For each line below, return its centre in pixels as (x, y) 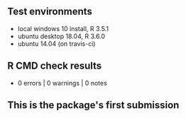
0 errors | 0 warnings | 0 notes (62, 83)
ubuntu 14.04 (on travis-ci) (56, 43)
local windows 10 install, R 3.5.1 (63, 28)
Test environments (50, 12)
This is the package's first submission (93, 105)
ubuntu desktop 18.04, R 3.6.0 (61, 36)
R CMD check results (55, 66)
